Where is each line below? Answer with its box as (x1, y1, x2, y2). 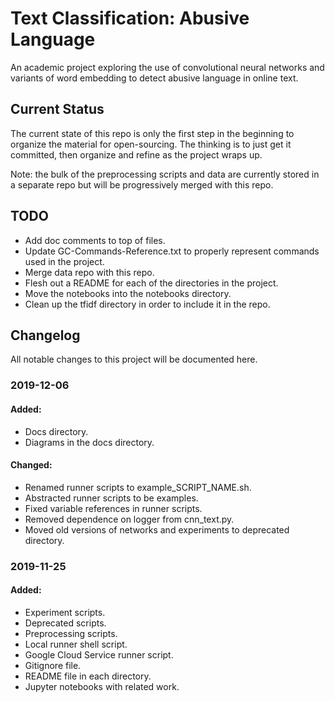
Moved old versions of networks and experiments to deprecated (24, 523, 290, 536)
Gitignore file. (24, 659, 82, 671)
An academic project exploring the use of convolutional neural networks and (10, 61, 325, 73)
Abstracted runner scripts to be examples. (24, 492, 199, 504)
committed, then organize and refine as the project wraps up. (10, 148, 263, 161)
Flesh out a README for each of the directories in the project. (24, 277, 279, 289)
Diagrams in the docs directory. (24, 436, 155, 448)
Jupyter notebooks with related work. (24, 680, 180, 692)
